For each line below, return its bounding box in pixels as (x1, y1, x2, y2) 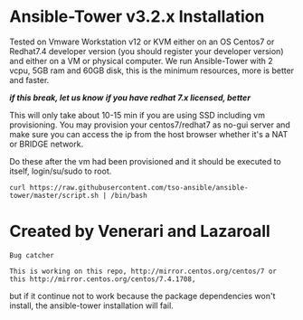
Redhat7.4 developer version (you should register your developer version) (9, 45, 284, 56)
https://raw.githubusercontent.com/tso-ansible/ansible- (29, 183, 249, 192)
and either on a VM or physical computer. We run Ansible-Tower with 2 (9, 55, 273, 66)
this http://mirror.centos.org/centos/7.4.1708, (9, 274, 196, 284)
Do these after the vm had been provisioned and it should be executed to (9, 155, 282, 166)
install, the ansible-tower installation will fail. (9, 300, 174, 311)
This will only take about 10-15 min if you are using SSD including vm (9, 109, 265, 120)
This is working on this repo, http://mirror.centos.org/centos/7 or (9, 267, 278, 276)
